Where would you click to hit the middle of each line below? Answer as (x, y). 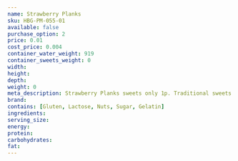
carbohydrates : (30, 140)
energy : (19, 126)
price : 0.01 (25, 41)
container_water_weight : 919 (51, 54)
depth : (17, 80)
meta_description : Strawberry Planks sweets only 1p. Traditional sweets (120, 93)
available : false (33, 27)
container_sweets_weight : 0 (49, 61)
